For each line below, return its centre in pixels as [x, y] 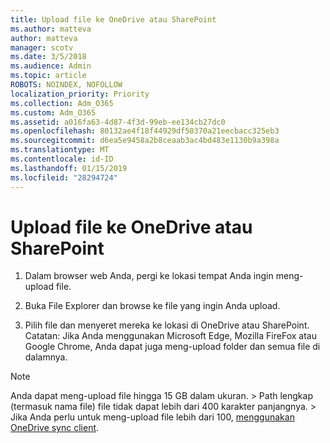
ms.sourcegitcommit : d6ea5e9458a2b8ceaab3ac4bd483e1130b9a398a [145, 141]
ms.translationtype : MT [60, 150]
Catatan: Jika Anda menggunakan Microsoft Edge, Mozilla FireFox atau [170, 336]
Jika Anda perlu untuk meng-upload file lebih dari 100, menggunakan [152, 417]
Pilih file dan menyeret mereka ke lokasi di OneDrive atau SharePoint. [167, 325]
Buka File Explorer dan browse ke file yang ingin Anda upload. [152, 306]
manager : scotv [42, 47]
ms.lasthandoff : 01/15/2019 [69, 168]
